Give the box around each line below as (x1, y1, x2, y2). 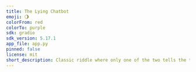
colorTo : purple (6, 24, 45, 31)
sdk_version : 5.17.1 (6, 35, 57, 41)
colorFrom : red (6, 19, 43, 25)
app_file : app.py (6, 41, 48, 47)
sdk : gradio (6, 30, 35, 36)
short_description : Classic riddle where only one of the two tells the (6, 57, 187, 63)
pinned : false (6, 46, 41, 52)
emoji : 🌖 (6, 14, 29, 20)
